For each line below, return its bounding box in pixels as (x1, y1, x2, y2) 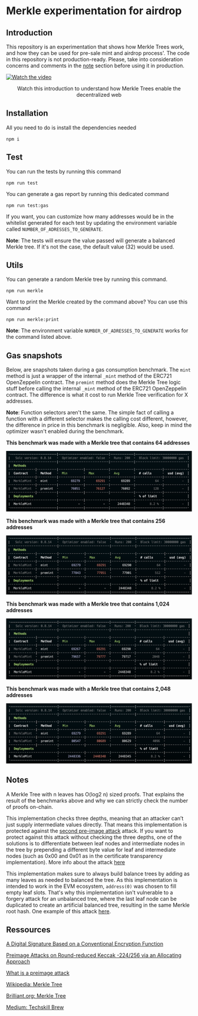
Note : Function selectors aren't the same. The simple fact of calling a (6, 409, 174, 416)
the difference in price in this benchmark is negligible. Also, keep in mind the (6, 422, 192, 429)
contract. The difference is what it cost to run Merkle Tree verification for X (6, 391, 189, 398)
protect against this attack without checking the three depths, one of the (6, 834, 182, 841)
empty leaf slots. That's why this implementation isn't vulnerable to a (6, 888, 173, 896)
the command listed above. (6, 334, 72, 341)
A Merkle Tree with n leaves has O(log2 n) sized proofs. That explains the (6, 790, 184, 798)
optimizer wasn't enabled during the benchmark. (6, 428, 125, 435)
